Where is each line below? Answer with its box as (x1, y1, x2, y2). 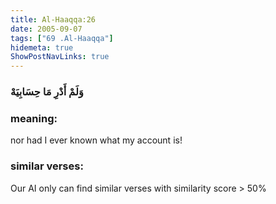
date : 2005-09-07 (10, 24, 83, 34)
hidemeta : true (10, 42, 74, 53)
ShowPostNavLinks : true (10, 52, 110, 62)
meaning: (10, 111, 58, 125)
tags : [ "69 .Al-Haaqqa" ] (10, 33, 114, 43)
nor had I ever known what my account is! (10, 134, 183, 146)
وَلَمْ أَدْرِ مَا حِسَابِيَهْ (10, 85, 84, 99)
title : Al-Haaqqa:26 (10, 14, 97, 25)
